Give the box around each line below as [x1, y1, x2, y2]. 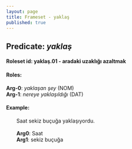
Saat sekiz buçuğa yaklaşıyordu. [16, 117, 95, 124]
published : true [6, 19, 46, 25]
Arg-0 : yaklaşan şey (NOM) [6, 84, 74, 91]
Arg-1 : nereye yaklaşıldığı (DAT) [6, 91, 84, 98]
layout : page [6, 8, 38, 15]
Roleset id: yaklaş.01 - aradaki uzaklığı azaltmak [6, 58, 127, 65]
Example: [6, 104, 30, 111]
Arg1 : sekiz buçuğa [16, 136, 64, 143]
